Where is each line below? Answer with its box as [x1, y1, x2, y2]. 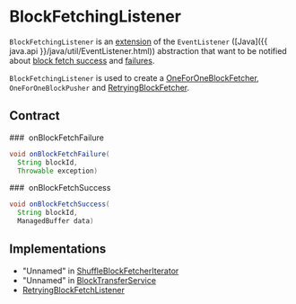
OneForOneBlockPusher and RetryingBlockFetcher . [9, 82, 190, 93]
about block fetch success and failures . [9, 55, 155, 66]
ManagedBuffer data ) [17, 217, 94, 226]
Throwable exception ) [17, 166, 99, 175]
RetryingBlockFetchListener [22, 284, 126, 295]
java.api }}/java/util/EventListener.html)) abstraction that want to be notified [9, 45, 287, 56]
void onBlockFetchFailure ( [9, 149, 110, 158]
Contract [9, 108, 60, 123]
